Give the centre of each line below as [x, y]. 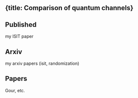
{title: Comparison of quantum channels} [69, 8]
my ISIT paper [19, 37]
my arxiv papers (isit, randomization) [42, 63]
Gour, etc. [15, 90]
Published [21, 25]
